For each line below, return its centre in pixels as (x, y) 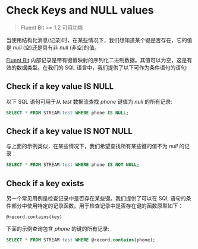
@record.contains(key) (34, 217)
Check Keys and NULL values (80, 10)
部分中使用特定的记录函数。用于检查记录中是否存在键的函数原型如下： (97, 206)
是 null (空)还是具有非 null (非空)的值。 (53, 47)
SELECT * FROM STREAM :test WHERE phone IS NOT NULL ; (73, 165)
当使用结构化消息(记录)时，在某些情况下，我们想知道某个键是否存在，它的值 (99, 40)
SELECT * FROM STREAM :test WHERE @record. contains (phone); (81, 240)
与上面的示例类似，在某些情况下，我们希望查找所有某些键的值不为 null (92, 146)
